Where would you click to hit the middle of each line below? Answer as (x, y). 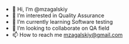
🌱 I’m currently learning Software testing (62, 22)
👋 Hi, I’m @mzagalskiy (40, 9)
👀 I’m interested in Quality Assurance (58, 15)
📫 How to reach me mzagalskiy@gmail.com (67, 35)
